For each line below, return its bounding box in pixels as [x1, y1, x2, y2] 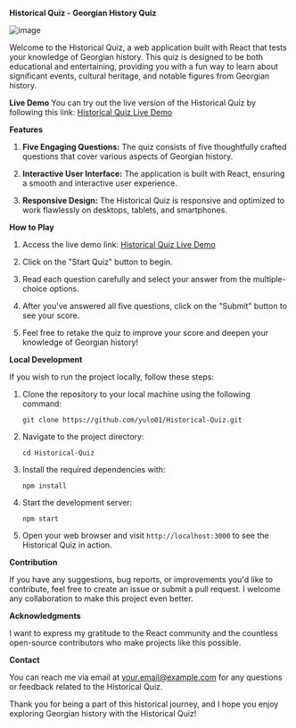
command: [21, 398, 62, 409]
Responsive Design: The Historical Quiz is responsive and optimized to [21, 196, 285, 205]
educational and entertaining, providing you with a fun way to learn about [9, 62, 279, 71]
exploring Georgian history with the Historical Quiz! [9, 708, 197, 718]
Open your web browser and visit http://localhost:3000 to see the [21, 531, 269, 540]
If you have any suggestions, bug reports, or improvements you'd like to [9, 574, 274, 584]
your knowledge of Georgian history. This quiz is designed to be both [9, 52, 264, 62]
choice [21, 283, 48, 294]
